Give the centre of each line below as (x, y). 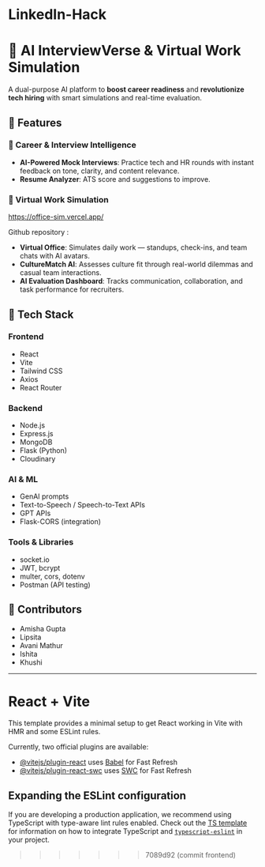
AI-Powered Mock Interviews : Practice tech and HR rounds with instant (137, 162)
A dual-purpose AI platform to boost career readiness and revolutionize (126, 89)
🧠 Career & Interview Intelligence (72, 145)
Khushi (31, 662)
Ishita (28, 654)
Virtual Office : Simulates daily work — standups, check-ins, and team (133, 247)
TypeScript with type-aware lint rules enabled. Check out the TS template (128, 823)
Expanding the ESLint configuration (97, 795)
